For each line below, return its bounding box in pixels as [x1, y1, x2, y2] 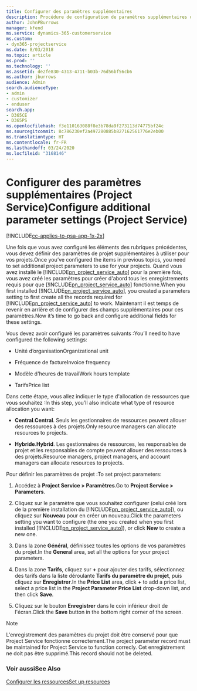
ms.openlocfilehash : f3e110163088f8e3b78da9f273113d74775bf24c [6, 123, 164, 129]
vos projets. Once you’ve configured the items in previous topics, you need [6, 256, 186, 263]
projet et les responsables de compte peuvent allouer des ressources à [14, 447, 186, 454]
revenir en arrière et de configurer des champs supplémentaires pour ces [6, 306, 184, 313]
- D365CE [6, 112, 28, 118]
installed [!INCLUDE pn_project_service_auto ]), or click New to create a [14, 524, 186, 531]
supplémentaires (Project [6, 188, 133, 201]
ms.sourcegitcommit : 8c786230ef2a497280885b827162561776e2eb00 [6, 128, 164, 135]
